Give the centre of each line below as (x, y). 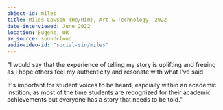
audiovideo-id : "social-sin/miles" (58, 45)
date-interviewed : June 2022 (49, 26)
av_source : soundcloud (39, 39)
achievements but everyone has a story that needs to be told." (95, 99)
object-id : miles (32, 13)
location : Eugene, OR (38, 32)
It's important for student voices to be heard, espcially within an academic (112, 85)
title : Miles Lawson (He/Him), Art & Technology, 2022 (87, 20)
